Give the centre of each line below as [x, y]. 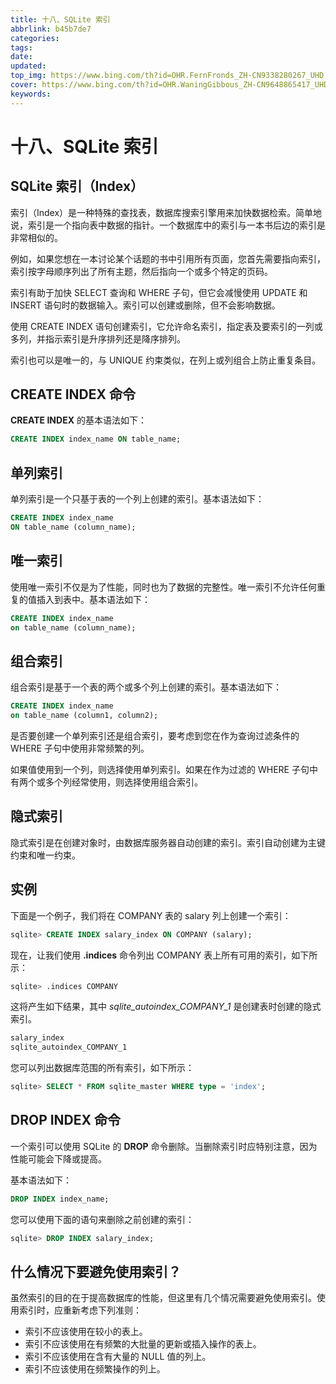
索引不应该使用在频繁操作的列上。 [95, 1369]
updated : [28, 66]
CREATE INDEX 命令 [73, 394]
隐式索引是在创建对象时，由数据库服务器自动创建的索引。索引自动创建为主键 [168, 842]
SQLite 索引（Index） [77, 186]
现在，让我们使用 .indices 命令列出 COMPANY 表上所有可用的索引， [151, 955]
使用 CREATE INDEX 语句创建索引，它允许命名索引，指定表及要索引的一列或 [166, 326]
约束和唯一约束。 [45, 855]
